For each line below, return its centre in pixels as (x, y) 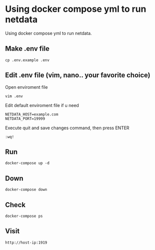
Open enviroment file (26, 87)
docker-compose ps (24, 216)
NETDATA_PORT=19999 (25, 119)
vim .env (14, 96)
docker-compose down (26, 190)
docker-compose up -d (27, 163)
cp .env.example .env (27, 60)
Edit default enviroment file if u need (42, 105)
